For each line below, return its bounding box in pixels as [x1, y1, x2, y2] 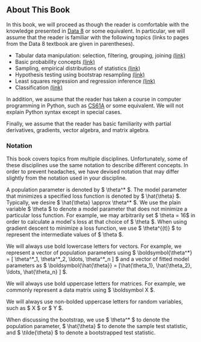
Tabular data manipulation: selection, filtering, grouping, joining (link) [14, 51, 186, 59]
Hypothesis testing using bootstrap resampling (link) [14, 71, 146, 78]
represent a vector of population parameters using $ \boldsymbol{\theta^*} [6, 249, 193, 256]
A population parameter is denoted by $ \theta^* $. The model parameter [6, 186, 188, 194]
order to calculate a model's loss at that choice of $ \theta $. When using [6, 218, 187, 226]
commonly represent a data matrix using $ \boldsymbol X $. [6, 287, 155, 294]
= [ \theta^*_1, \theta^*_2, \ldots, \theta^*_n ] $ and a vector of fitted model [6, 256, 190, 263]
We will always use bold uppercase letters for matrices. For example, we [6, 280, 186, 287]
